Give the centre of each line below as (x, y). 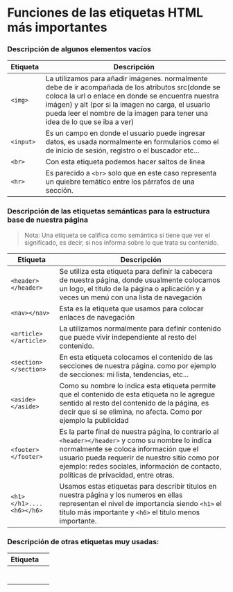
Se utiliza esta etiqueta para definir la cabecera (136, 271)
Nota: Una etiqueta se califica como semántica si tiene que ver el (117, 235)
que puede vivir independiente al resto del (128, 337)
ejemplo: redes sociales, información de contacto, (140, 466)
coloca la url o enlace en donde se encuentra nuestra (132, 96)
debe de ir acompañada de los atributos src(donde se (133, 87)
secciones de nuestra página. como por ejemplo (138, 365)
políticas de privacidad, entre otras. (117, 475)
